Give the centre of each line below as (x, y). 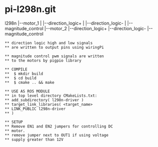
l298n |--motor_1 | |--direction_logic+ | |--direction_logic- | (65, 23)
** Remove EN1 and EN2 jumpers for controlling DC (59, 126)
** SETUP (14, 122)
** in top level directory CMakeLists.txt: (51, 96)
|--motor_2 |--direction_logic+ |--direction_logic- (95, 28)
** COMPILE (16, 69)
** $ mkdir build (24, 74)
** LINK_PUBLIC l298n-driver (35, 109)
